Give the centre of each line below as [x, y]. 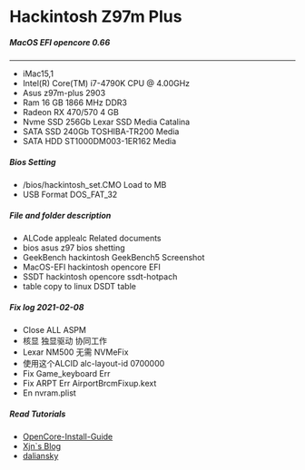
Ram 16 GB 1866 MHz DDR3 [74, 103]
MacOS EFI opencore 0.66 [60, 42]
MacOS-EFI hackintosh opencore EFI [92, 267]
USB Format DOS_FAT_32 [70, 195]
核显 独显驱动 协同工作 [64, 341]
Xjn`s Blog [42, 446]
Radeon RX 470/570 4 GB [71, 113]
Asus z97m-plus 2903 [64, 93]
